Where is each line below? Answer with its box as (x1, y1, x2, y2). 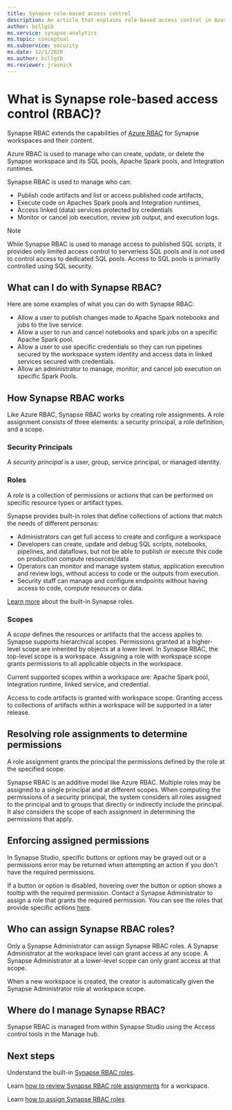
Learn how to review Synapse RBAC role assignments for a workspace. (7, 1082, 209, 1090)
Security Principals (7, 443, 73, 452)
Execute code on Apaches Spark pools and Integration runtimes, (17, 198, 202, 207)
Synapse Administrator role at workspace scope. (7, 984, 146, 993)
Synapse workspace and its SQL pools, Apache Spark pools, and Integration (7, 157, 224, 165)
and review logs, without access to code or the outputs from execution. (17, 569, 220, 577)
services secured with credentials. (17, 357, 115, 366)
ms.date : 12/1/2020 (7, 49, 64, 56)
